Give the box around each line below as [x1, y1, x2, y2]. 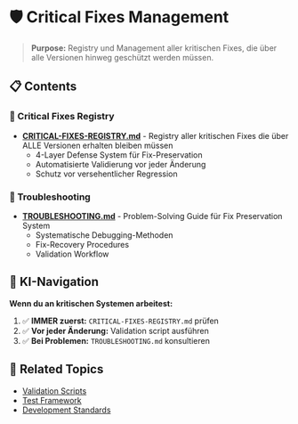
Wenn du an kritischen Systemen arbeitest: [9, 298, 173, 308]
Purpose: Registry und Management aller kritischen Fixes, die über [30, 42, 278, 53]
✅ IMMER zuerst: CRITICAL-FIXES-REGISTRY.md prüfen [21, 315, 220, 326]
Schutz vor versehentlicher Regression [35, 168, 178, 179]
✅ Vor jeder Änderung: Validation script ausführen [21, 325, 209, 336]
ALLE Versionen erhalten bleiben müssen [21, 140, 173, 151]
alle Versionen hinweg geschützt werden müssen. [30, 52, 214, 62]
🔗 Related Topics [9, 362, 104, 377]
